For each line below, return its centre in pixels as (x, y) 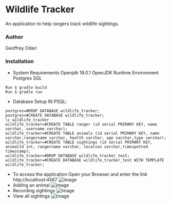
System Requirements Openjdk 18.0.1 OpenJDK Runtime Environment (86, 72)
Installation (20, 62)
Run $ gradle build (26, 87)
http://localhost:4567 (35, 179)
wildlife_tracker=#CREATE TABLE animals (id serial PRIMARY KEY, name (82, 133)
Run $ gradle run (24, 92)
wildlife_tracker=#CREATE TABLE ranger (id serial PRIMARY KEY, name (81, 124)
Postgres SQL (27, 78)
